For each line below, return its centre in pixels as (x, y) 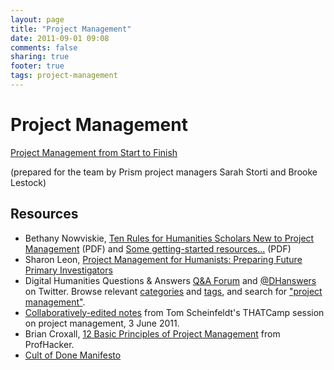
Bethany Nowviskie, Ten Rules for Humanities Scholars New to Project (169, 238)
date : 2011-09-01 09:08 (60, 38)
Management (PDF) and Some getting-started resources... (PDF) (158, 248)
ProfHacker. (49, 344)
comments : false (44, 47)
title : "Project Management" (71, 29)
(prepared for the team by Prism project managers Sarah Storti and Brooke (164, 172)
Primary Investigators (68, 270)
